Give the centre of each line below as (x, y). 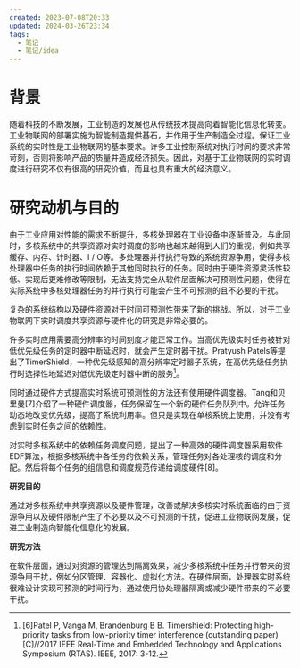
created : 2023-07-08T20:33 (59, 17)
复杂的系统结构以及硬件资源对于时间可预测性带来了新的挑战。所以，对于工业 (150, 309)
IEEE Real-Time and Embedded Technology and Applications (171, 644)
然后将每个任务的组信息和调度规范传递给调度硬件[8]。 (124, 467)
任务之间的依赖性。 (75, 426)
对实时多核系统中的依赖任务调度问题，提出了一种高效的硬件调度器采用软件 (146, 445)
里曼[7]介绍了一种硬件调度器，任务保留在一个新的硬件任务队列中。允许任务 (147, 404)
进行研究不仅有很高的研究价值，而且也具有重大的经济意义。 (126, 169)
